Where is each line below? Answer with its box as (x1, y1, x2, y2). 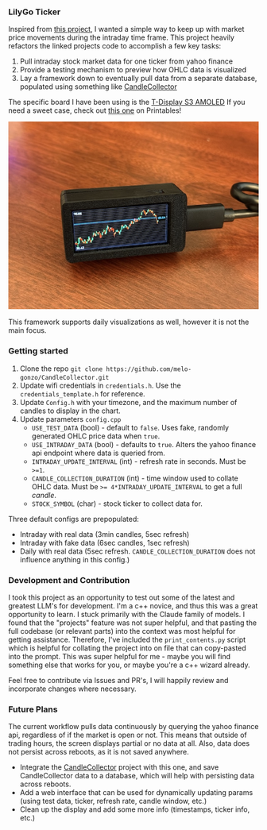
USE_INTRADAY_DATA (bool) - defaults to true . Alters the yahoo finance (31, 439, 257, 449)
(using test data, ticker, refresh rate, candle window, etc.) (19, 797, 207, 806)
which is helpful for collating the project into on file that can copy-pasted (8, 643, 246, 653)
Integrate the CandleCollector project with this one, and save (19, 762, 219, 772)
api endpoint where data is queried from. (31, 448, 165, 457)
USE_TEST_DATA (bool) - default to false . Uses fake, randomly (31, 423, 229, 432)
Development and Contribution (8, 574, 130, 585)
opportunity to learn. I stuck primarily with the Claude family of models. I (8, 609, 245, 619)
